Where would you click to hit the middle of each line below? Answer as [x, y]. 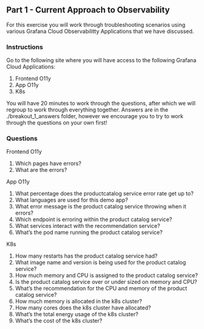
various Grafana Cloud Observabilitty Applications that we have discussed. [100, 31]
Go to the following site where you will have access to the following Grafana [101, 60]
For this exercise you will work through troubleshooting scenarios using [96, 24]
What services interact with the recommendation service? [87, 226]
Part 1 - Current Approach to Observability [88, 10]
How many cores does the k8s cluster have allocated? [83, 308]
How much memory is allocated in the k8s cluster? [79, 302]
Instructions [25, 47]
